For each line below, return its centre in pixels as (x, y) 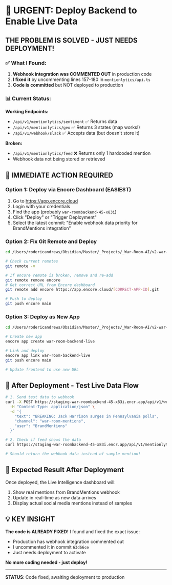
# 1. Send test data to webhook (40, 397)
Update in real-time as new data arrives (54, 497)
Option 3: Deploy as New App (43, 316)
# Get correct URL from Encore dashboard (50, 285)
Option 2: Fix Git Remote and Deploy (51, 241)
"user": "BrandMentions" (41, 426)
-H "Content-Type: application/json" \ (52, 407)
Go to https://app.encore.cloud (45, 201)
